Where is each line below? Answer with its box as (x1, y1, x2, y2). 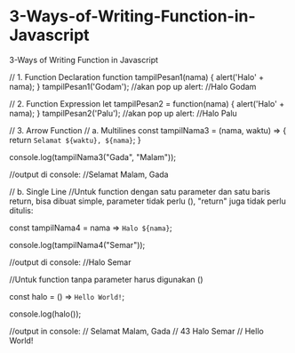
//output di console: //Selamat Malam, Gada (9, 169, 169, 180)
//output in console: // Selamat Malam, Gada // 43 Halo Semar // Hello (9, 325, 264, 336)
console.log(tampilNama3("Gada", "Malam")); (9, 151, 177, 162)
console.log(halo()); (9, 309, 82, 319)
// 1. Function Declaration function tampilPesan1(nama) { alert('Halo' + (9, 71, 265, 82)
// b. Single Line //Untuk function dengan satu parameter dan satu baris (9, 186, 271, 197)
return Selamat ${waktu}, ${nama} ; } (9, 134, 141, 145)
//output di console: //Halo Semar (9, 256, 132, 268)
